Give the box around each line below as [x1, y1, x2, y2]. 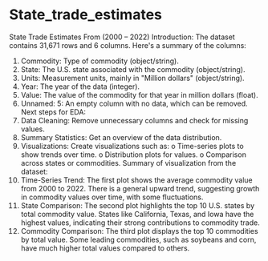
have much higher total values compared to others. [20, 243, 190, 253]
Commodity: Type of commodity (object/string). [20, 56, 180, 66]
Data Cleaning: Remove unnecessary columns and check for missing [20, 115, 249, 125]
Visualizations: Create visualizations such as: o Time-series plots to [20, 141, 244, 151]
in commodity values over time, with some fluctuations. [20, 192, 204, 202]
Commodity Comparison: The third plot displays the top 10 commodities [20, 226, 259, 235]
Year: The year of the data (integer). [20, 82, 140, 91]
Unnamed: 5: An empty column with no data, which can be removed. [20, 98, 248, 108]
